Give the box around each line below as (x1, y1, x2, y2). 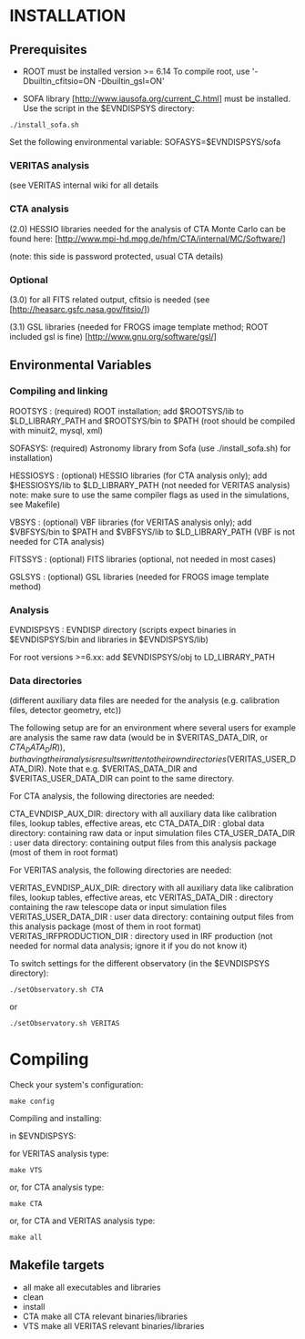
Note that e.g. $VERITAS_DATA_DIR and (48, 762, 198, 774)
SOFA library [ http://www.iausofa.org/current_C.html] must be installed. (22, 93, 291, 104)
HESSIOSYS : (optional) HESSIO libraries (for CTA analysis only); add (9, 470, 268, 481)
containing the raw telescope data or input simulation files (9, 901, 228, 912)
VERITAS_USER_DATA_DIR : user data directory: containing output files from (9, 911, 294, 922)
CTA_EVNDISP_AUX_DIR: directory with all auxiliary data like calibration (9, 808, 278, 819)
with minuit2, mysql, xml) (9, 424, 103, 435)
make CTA (9, 1199, 43, 1208)
